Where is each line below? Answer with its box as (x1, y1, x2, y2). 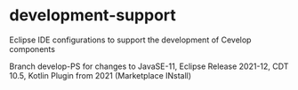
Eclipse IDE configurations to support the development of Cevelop (9, 34, 252, 45)
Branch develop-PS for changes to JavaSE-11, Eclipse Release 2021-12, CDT (9, 61, 289, 71)
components (9, 43, 56, 54)
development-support (9, 5, 176, 26)
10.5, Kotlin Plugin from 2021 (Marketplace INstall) (9, 70, 192, 80)
